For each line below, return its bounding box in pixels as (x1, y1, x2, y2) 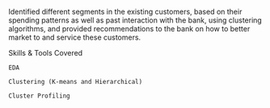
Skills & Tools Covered (8, 48, 83, 57)
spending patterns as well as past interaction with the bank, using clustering (8, 15, 263, 25)
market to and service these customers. (8, 32, 141, 42)
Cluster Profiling (8, 92, 70, 100)
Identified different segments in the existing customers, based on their (8, 7, 243, 16)
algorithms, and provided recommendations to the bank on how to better (8, 24, 251, 33)
